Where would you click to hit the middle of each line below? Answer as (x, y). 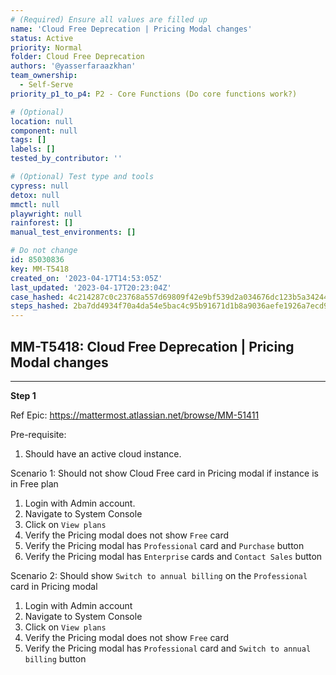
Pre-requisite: (38, 434)
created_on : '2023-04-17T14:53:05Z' (86, 278)
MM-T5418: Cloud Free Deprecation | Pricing (152, 346)
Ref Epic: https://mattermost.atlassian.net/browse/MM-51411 (135, 415)
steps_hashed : (40, 306)
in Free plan (34, 483)
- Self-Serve (46, 85)
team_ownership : (44, 76)
